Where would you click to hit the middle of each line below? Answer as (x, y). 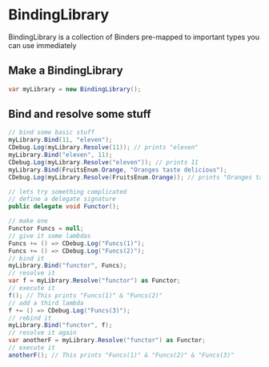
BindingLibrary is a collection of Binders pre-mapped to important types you (134, 37)
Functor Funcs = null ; (46, 229)
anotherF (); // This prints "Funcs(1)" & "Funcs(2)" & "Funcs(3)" (121, 355)
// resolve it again (43, 333)
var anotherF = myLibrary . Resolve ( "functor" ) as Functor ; (107, 341)
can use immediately (42, 45)
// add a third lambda (46, 303)
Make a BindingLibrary (66, 71)
